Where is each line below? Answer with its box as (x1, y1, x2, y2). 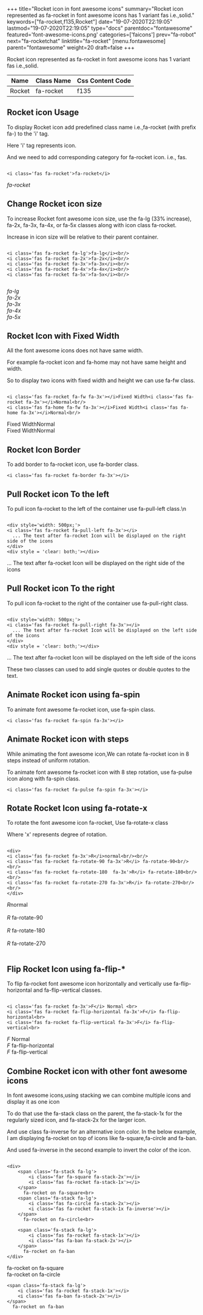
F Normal (7, 1036, 30, 1043)
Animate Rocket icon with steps (7, 734, 129, 745)
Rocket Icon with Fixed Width (7, 331, 120, 341)
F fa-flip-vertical (7, 1048, 48, 1056)
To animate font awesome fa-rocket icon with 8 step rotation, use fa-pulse (7, 768, 193, 776)
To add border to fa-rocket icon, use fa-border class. (7, 461, 139, 468)
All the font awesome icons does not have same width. (7, 347, 144, 354)
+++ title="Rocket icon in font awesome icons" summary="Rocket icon (7, 5, 184, 12)
